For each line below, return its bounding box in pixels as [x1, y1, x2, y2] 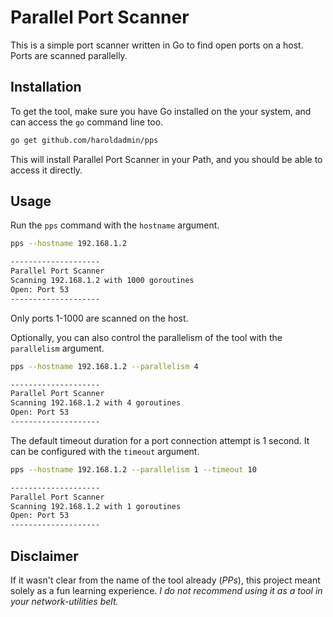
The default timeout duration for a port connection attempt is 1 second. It [10, 434, 310, 446]
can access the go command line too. [10, 116, 164, 128]
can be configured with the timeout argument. [10, 445, 200, 457]
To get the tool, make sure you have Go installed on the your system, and [10, 105, 312, 117]
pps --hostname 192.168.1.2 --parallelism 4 [10, 361, 199, 371]
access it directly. [10, 164, 83, 176]
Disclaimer [10, 547, 79, 565]
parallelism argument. [10, 342, 105, 354]
